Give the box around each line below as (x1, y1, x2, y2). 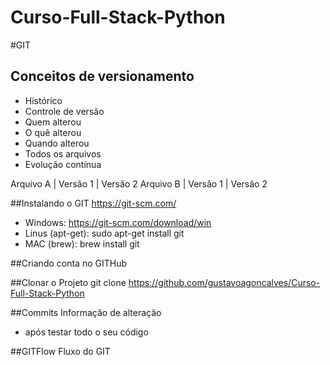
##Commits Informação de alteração (10, 306, 162, 318)
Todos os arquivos (24, 147, 102, 160)
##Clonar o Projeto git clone (10, 276, 127, 288)
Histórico (24, 94, 63, 106)
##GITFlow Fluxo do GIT (10, 345, 111, 357)
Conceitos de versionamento (10, 68, 195, 85)
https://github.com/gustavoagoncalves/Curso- (128, 276, 321, 288)
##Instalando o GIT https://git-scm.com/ (10, 197, 177, 209)
